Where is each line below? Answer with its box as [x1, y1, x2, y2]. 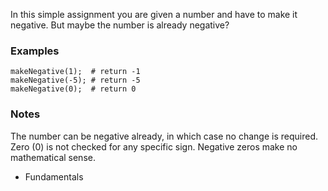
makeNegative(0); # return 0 [10, 84, 137, 94]
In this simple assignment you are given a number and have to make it [10, 9, 298, 20]
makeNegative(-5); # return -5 [10, 75, 141, 86]
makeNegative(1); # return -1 [10, 67, 141, 77]
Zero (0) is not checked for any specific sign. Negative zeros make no [10, 140, 298, 153]
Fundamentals [24, 170, 84, 183]
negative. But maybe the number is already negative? [10, 19, 230, 31]
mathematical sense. [10, 151, 96, 163]
